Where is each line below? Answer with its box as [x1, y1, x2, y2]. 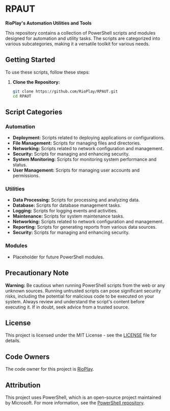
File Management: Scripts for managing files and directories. [12, 140, 141, 146]
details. [5, 337, 21, 344]
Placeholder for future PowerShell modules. [12, 254, 104, 260]
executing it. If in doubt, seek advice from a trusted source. [5, 304, 129, 310]
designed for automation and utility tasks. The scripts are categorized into [5, 35, 160, 41]
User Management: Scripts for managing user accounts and [12, 167, 140, 174]
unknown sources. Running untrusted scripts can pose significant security [5, 287, 161, 294]
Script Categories [5, 108, 63, 116]
